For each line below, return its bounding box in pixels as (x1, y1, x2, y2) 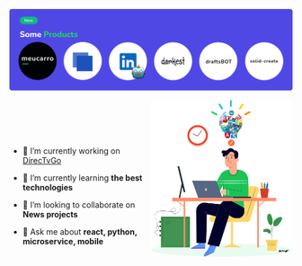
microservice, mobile (22, 236, 104, 247)
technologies (22, 182, 74, 193)
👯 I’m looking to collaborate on (22, 199, 136, 210)
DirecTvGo (22, 155, 62, 166)
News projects (22, 209, 78, 220)
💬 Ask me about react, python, (22, 226, 138, 237)
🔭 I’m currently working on (22, 146, 120, 156)
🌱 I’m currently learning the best (22, 173, 143, 183)
